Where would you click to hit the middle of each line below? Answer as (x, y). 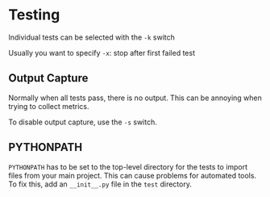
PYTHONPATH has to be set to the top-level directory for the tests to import (128, 166)
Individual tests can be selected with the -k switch (91, 37)
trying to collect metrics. (49, 106)
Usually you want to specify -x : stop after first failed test (102, 52)
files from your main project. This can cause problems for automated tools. (132, 175)
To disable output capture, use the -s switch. (83, 122)
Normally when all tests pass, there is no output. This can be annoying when (135, 98)
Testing (34, 15)
